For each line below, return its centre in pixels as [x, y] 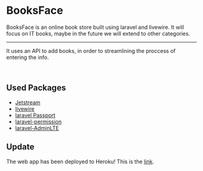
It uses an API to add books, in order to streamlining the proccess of [91, 51]
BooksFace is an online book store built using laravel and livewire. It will [95, 27]
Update [21, 147]
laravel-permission [38, 122]
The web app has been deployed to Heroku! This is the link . [80, 161]
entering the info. [28, 57]
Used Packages [36, 88]
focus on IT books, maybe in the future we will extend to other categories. [98, 33]
